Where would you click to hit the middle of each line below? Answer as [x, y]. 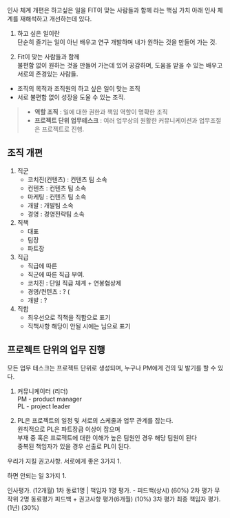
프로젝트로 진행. [63, 129]
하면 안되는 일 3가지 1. [37, 475]
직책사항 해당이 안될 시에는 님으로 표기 [79, 326]
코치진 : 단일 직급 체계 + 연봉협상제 [74, 283]
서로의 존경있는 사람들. [48, 74]
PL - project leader [44, 406]
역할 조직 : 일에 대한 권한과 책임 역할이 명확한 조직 [101, 112]
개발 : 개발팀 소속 [50, 205]
